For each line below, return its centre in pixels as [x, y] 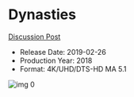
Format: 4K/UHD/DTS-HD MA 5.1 [73, 68]
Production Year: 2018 [56, 60]
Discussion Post [34, 37]
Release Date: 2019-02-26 [63, 52]
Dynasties [42, 15]
